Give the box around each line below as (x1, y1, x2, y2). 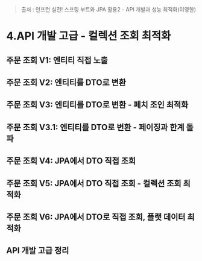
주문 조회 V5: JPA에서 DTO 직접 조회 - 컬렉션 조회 (6, 178, 181, 189)
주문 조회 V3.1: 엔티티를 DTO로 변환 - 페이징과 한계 (6, 122, 185, 132)
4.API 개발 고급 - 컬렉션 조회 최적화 (6, 30, 171, 43)
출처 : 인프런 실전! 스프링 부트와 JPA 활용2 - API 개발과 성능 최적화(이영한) (21, 6, 197, 13)
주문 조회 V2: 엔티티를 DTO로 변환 (6, 77, 127, 87)
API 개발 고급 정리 (6, 245, 69, 256)
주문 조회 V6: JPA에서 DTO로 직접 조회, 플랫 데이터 (6, 212, 186, 222)
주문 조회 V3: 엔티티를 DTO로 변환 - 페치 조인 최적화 (6, 99, 189, 110)
